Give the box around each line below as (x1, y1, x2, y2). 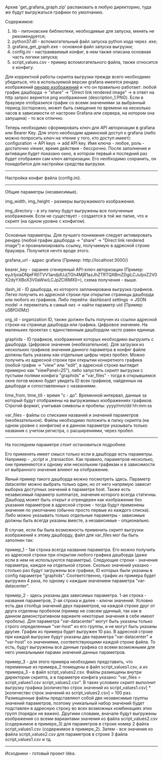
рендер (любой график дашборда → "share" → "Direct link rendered (5, 237, 145, 243)
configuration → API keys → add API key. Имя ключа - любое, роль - (5, 140, 145, 146)
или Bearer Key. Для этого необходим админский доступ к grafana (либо (5, 130, 156, 135)
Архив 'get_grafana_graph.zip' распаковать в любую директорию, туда (5, 4, 152, 10)
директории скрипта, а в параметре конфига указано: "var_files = (5, 674, 141, 680)
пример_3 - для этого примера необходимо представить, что (5, 659, 133, 665)
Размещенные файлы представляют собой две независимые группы (5, 695, 148, 701)
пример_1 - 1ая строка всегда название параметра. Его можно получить (5, 547, 156, 552)
